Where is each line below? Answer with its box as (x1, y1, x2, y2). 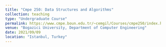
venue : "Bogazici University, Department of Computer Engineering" (5, 25, 147, 30)
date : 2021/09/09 (5, 30, 41, 35)
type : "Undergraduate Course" (5, 16, 68, 21)
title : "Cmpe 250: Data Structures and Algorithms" (5, 7, 114, 12)
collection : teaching (5, 12, 50, 17)
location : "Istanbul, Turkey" (5, 35, 68, 40)
